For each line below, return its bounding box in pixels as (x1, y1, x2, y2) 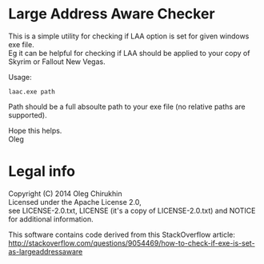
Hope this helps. (8, 126, 62, 135)
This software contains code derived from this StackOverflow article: (8, 230, 236, 239)
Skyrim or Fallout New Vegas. (8, 57, 106, 66)
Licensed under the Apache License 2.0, (8, 197, 142, 206)
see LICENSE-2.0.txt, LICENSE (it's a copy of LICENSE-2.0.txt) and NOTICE (8, 206, 256, 215)
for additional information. (8, 214, 94, 224)
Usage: (8, 72, 32, 82)
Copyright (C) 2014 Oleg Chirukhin (8, 189, 122, 198)
